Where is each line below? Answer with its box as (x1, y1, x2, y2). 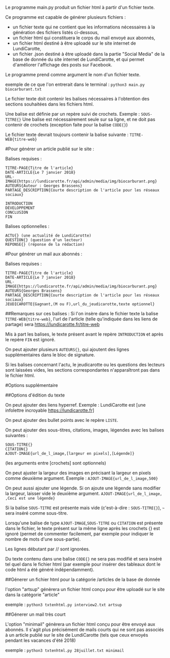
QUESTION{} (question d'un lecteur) (5, 238, 82, 243)
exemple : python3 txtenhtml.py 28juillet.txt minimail (5, 647, 124, 653)
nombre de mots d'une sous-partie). (5, 536, 81, 542)
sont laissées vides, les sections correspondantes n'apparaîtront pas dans (5, 367, 160, 373)
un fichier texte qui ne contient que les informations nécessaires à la (12, 24, 155, 30)
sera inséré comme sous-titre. (5, 510, 68, 516)
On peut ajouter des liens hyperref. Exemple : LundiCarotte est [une (5, 402, 146, 408)
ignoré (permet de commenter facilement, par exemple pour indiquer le (5, 531, 154, 537)
